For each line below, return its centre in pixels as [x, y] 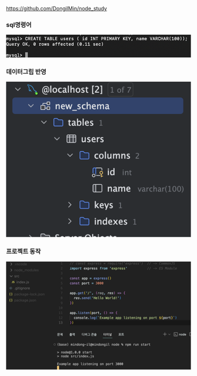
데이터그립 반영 [26, 72]
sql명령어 [19, 25]
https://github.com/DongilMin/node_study [57, 9]
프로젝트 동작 [23, 251]
